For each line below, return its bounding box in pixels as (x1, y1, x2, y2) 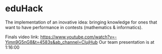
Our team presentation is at (99, 39, 155, 45)
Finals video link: (5, 34, 40, 40)
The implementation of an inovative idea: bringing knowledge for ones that (5, 19, 158, 25)
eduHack (5, 3, 43, 14)
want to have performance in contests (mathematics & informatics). (5, 24, 143, 30)
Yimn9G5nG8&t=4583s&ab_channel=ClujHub (5, 39, 98, 45)
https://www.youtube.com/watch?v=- (40, 34, 117, 40)
